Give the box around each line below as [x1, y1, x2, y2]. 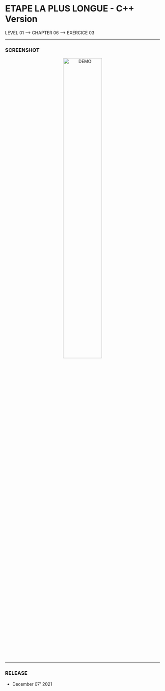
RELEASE [5, 670, 28, 677]
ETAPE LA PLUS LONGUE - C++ [5, 3, 135, 14]
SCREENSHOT [5, 46, 40, 53]
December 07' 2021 [12, 681, 53, 687]
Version [5, 13, 38, 25]
